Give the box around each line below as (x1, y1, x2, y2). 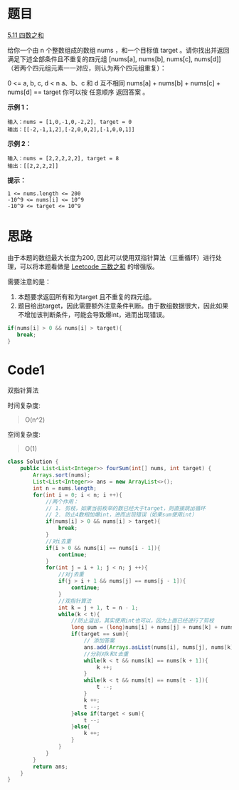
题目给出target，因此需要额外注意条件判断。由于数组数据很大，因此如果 (17, 301, 229, 310)
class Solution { (7, 458, 59, 466)
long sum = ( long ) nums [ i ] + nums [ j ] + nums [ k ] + (70, 624, 218, 631)
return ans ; (33, 763, 69, 770)
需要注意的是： (7, 277, 51, 286)
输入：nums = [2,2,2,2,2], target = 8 (7, 155, 119, 162)
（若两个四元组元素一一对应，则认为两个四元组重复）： (7, 63, 166, 72)
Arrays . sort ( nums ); (33, 472, 91, 479)
